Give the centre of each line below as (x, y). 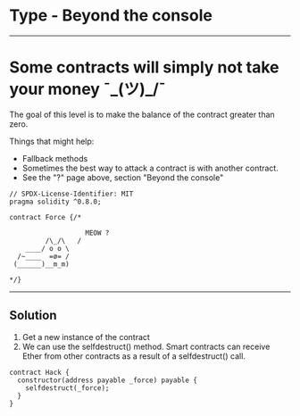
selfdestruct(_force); (67, 388)
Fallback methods (55, 158)
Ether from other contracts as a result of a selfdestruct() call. (133, 356)
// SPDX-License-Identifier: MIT (71, 194)
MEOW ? (97, 233)
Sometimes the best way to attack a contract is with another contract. (150, 168)
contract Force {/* (46, 217)
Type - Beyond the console (111, 16)
